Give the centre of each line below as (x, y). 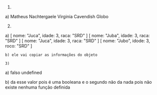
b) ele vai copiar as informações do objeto (51, 55)
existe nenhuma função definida (38, 87)
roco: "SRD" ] (19, 46)
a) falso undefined (24, 72)
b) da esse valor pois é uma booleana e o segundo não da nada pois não (78, 82)
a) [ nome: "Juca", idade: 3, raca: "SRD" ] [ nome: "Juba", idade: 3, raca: (78, 36)
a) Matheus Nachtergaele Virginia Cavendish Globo (57, 16)
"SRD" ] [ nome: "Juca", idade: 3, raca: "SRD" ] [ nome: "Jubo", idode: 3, (78, 41)
